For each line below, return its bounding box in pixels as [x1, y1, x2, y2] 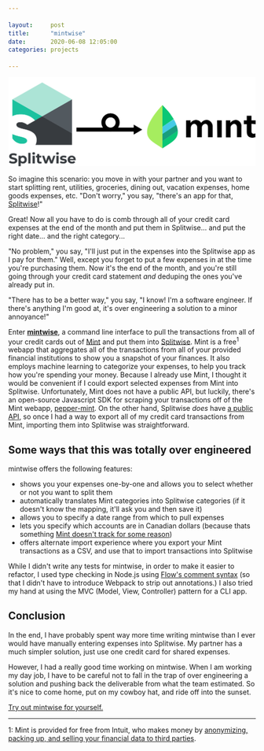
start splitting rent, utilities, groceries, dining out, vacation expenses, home [8, 182, 250, 192]
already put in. [8, 279, 55, 289]
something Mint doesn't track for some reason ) [19, 530, 173, 539]
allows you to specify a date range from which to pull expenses [19, 512, 225, 523]
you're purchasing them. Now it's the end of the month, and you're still [8, 263, 237, 272]
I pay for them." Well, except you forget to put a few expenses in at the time [8, 254, 252, 264]
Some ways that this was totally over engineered [8, 443, 251, 457]
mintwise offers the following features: [8, 464, 133, 474]
